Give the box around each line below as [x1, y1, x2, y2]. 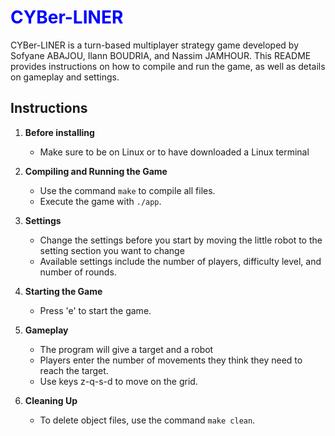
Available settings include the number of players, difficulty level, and [39, 255, 322, 267]
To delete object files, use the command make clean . [39, 414, 256, 426]
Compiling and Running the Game [24, 165, 168, 177]
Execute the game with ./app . [39, 195, 162, 207]
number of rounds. [39, 266, 117, 278]
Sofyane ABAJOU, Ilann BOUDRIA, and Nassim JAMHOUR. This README [10, 49, 312, 61]
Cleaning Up [24, 394, 78, 406]
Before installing [24, 126, 95, 138]
